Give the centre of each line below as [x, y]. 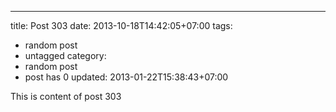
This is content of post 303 [66, 96]
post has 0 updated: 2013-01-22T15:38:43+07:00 [126, 77]
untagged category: [65, 55]
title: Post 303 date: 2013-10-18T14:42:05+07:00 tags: [121, 25]
